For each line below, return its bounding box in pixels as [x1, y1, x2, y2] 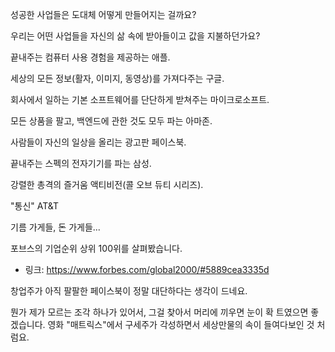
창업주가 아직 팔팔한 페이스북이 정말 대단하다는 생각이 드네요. [10, 285, 248, 297]
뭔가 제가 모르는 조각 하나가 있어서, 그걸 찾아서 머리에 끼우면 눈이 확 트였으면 [10, 306, 309, 318]
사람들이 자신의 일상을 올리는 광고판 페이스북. [10, 136, 187, 148]
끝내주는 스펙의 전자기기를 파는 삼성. [10, 158, 152, 169]
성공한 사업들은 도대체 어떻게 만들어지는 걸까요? [10, 9, 197, 20]
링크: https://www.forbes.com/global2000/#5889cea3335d [24, 264, 270, 275]
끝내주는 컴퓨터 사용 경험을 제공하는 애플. [10, 51, 171, 63]
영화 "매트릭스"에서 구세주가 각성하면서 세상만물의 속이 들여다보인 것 [47, 319, 315, 330]
